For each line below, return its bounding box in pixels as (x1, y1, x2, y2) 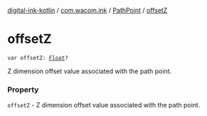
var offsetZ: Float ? (7, 54, 69, 61)
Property (7, 85, 39, 95)
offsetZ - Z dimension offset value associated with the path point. (7, 101, 201, 110)
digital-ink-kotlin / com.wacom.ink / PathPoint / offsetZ (7, 6, 168, 14)
